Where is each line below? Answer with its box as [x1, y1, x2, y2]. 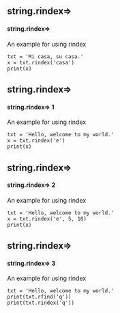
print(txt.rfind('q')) [7, 294, 72, 301]
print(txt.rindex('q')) [7, 299, 75, 307]
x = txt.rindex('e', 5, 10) [7, 215, 87, 222]
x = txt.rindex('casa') [7, 59, 75, 66]
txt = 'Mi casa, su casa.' [7, 53, 84, 60]
